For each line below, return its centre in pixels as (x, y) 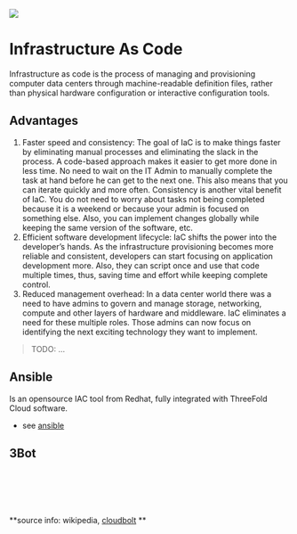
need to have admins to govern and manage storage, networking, (142, 303)
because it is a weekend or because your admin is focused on (136, 209)
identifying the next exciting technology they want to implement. (140, 332)
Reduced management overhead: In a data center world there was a (147, 293)
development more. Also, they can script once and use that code (140, 265)
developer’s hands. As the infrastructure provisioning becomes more (148, 246)
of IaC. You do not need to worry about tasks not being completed (143, 199)
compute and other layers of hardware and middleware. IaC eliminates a (154, 313)
